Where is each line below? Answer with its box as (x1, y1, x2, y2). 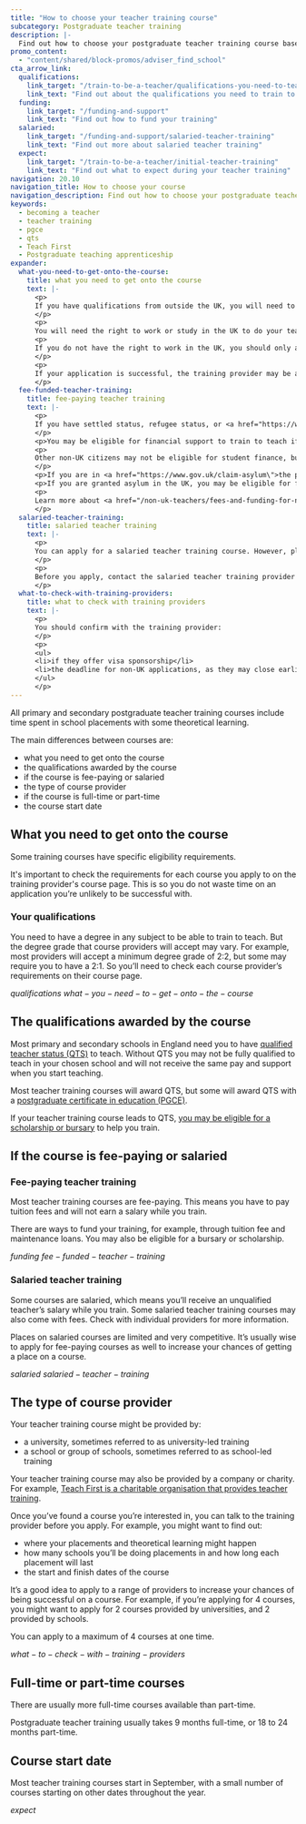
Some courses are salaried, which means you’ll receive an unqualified (10, 1294, 271, 1305)
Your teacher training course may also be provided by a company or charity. (10, 1473, 295, 1484)
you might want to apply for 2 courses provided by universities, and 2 (10, 1604, 271, 1615)
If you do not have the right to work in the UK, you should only (34, 343, 291, 352)
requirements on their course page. (10, 970, 143, 981)
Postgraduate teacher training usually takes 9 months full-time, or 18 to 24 (10, 1717, 289, 1728)
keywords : (10, 199, 48, 209)
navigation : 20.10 (10, 174, 80, 183)
